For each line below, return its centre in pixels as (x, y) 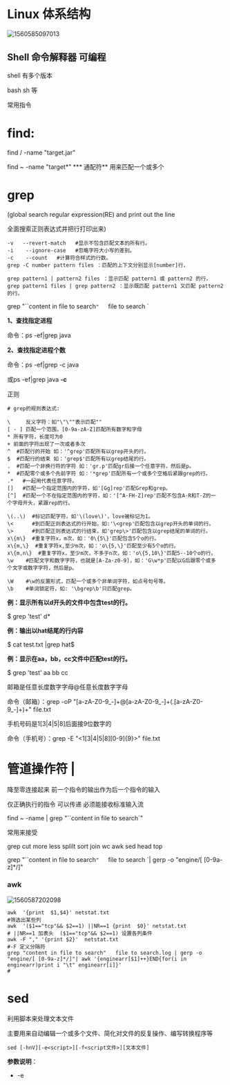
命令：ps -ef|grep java (39, 335)
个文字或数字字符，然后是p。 (42, 568)
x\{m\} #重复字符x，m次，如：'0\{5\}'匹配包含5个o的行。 (84, 538)
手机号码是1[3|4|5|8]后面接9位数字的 (59, 723)
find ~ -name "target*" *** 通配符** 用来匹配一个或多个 (86, 166)
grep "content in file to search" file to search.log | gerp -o (105, 953)
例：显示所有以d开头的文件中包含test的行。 (69, 602)
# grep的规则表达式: (33, 408)
